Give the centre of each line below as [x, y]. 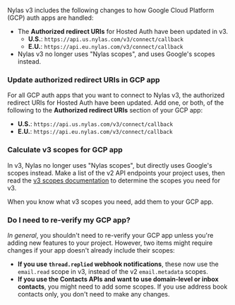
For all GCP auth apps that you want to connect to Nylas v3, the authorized [116, 96]
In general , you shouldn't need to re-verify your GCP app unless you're [110, 235]
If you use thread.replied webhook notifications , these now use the [118, 264]
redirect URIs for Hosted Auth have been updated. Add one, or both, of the [116, 103]
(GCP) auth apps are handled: [50, 18]
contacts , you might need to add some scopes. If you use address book [122, 287]
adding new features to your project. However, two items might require [110, 243]
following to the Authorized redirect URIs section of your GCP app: [105, 110]
